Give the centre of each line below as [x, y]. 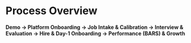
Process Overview [52, 11]
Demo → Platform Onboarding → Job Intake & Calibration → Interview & [95, 27]
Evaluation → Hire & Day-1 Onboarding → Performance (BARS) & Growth [96, 33]
